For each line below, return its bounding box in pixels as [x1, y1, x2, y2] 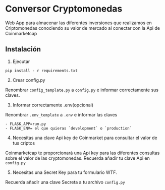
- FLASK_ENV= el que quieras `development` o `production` [5, 125, 132, 131]
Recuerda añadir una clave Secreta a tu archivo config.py [5, 179, 125, 185]
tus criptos [12, 140, 35, 146]
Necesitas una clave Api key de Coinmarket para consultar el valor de [12, 135, 157, 141]
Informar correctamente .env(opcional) [12, 102, 94, 108]
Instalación [5, 45, 41, 53]
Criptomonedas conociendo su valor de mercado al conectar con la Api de [5, 25, 160, 31]
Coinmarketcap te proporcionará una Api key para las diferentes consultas [5, 150, 160, 156]
